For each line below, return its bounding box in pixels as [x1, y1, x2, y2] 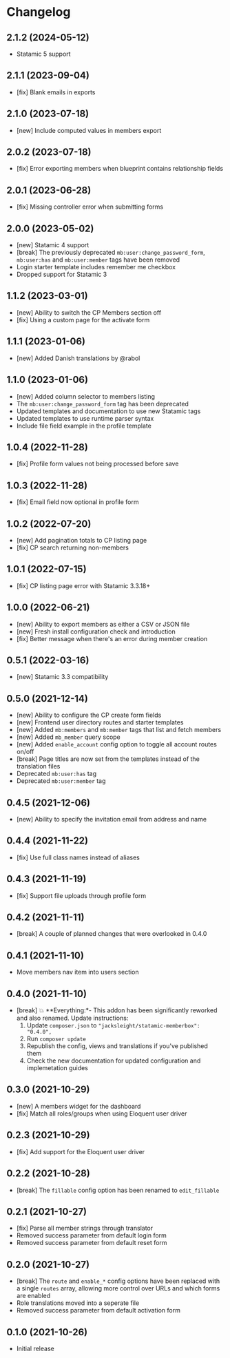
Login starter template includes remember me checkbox [16, 263, 176, 271]
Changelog [6, 4, 71, 20]
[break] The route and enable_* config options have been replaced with [16, 1277, 220, 1285]
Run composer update [26, 1034, 87, 1043]
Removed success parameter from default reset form [16, 1239, 167, 1247]
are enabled [16, 1292, 51, 1300]
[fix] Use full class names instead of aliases [16, 853, 140, 861]
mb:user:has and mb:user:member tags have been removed [16, 255, 180, 264]
